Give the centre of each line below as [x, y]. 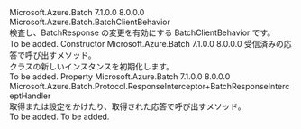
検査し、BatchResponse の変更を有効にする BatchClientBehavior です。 [142, 32]
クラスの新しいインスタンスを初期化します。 [91, 66]
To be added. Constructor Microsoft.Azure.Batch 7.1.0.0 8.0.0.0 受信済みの [146, 44]
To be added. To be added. [59, 116]
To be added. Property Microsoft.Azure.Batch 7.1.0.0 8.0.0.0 [120, 77]
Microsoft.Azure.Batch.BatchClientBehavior [90, 22]
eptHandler [30, 96]
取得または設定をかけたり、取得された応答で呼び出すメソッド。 [128, 106]
